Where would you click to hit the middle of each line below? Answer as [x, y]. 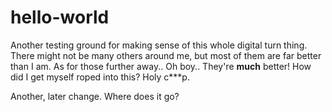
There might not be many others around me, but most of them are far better [166, 55]
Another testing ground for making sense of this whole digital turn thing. [159, 45]
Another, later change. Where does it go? [95, 96]
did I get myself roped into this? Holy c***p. [100, 77]
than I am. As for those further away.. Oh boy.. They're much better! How [161, 66]
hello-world [60, 17]
